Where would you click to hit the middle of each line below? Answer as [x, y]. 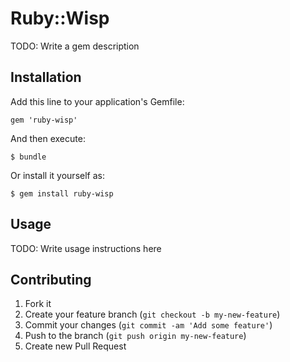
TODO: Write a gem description [75, 46]
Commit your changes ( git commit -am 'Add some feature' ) [148, 325]
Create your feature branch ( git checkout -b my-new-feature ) [152, 314]
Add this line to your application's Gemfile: [97, 101]
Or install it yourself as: [57, 175]
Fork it [38, 304]
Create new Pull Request [75, 346]
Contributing [51, 279]
